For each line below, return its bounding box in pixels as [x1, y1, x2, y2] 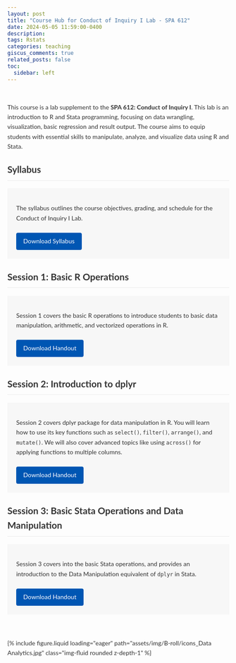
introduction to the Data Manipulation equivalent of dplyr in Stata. [16, 569, 197, 578]
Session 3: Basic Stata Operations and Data [7, 504, 184, 516]
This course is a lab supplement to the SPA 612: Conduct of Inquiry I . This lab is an [7, 103, 229, 111]
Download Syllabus [23, 237, 75, 245]
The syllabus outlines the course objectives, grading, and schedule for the [16, 204, 213, 212]
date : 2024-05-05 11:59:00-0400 [7, 23, 102, 30]
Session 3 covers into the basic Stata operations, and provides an [16, 559, 190, 568]
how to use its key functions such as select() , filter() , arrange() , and [16, 428, 213, 437]
